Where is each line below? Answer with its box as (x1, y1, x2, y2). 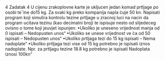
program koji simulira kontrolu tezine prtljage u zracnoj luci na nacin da (5, 15, 149, 20)
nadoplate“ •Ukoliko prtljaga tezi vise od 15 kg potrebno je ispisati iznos (5, 41, 150, 46)
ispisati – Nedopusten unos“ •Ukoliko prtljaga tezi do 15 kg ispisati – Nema (5, 35, 156, 41)
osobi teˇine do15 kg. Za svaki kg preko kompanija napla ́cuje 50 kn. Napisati (5, 9, 160, 15)
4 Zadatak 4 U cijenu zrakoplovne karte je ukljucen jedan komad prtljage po (5, 4, 159, 10)
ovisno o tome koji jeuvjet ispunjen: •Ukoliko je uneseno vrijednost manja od (5, 25, 160, 31)
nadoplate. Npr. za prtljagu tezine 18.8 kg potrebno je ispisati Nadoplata (5, 46, 150, 52)
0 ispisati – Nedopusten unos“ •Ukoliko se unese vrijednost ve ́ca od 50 (5, 30, 151, 36)
